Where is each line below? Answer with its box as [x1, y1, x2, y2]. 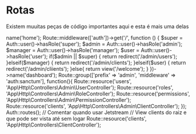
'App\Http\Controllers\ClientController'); [6, 121, 101, 128]
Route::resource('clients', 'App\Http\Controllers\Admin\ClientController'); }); [6, 102, 187, 109]
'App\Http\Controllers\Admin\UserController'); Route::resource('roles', [6, 84, 174, 91]
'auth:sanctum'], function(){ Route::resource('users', [6, 77, 132, 85]
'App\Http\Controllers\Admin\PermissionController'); [6, 96, 132, 103]
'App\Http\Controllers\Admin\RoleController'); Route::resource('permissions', [6, 90, 190, 97]
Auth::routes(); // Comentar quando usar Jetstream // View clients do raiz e [6, 109, 187, 116]
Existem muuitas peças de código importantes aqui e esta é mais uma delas [6, 23, 189, 30]
